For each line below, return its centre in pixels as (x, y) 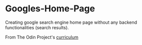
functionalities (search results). (37, 27)
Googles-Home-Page (50, 9)
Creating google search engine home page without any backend (71, 22)
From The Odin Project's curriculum (42, 37)
